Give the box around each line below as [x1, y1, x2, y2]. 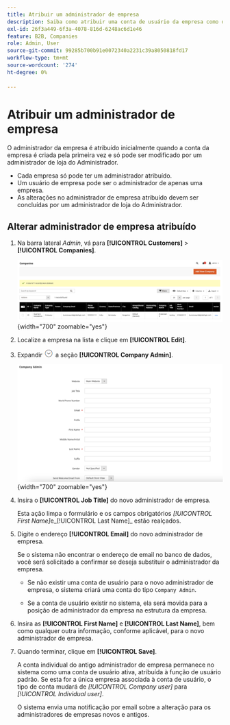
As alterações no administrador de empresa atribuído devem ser [16, 193, 199, 202]
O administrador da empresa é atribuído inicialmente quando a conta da [7, 144, 210, 152]
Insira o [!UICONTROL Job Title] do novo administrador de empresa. [16, 496, 211, 504]
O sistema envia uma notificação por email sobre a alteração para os [16, 703, 211, 711]
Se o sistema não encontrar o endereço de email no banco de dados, [16, 550, 212, 558]
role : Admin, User [7, 40, 60, 47]
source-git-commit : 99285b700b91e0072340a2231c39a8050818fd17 [7, 47, 188, 54]
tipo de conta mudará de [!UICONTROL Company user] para [16, 682, 188, 691]
